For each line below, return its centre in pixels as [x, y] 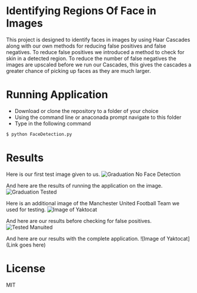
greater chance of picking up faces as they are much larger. [79, 71]
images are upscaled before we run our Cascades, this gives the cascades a [99, 64]
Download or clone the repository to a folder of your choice [86, 111]
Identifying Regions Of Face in [81, 11]
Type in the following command [53, 123]
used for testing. [26, 209]
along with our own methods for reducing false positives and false [86, 46]
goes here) [33, 245]
